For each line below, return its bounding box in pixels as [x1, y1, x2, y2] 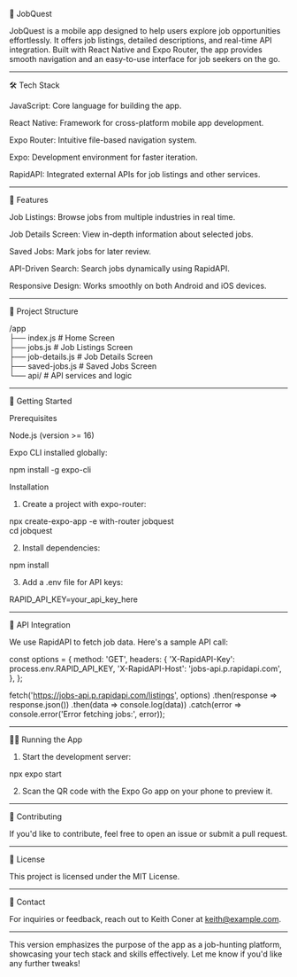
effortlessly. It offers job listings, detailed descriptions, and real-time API [9, 35, 272, 45]
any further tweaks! [9, 958, 81, 968]
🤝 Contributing [9, 811, 63, 822]
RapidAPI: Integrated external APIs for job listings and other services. [9, 169, 261, 179]
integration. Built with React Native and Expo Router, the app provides [9, 44, 263, 55]
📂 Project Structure [9, 306, 79, 317]
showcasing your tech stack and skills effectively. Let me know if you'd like [9, 949, 283, 959]
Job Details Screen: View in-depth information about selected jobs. [9, 229, 254, 239]
